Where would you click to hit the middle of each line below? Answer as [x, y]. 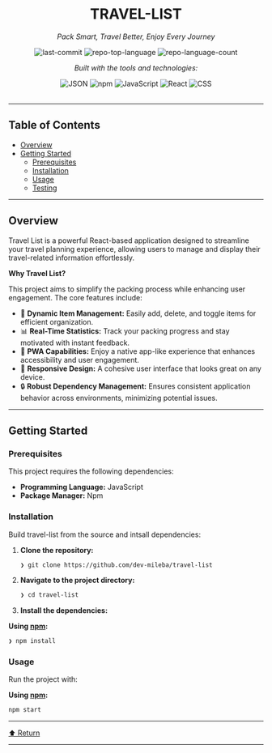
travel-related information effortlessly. [72, 257]
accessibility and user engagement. [80, 359]
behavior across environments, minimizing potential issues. [119, 398]
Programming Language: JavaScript [82, 487]
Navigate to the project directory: [77, 581]
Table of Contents [55, 125]
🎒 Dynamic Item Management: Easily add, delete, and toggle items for [138, 313]
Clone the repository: [57, 550]
